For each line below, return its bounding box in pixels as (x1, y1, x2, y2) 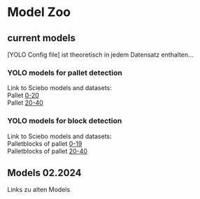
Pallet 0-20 (7, 91, 40, 100)
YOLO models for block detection (7, 116, 122, 126)
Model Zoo (7, 4, 71, 20)
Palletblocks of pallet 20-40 (7, 147, 87, 155)
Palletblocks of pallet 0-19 (7, 139, 83, 147)
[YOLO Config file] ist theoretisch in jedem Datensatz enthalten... (7, 50, 194, 59)
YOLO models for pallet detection (7, 68, 122, 78)
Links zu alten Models (7, 186, 71, 194)
